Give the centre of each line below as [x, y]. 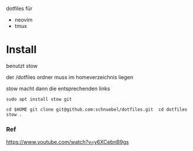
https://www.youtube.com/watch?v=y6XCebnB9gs [67, 142]
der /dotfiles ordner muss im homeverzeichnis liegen [70, 77]
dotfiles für [19, 8]
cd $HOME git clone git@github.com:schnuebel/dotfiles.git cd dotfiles [97, 109]
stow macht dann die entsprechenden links [58, 88]
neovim [23, 20]
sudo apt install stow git [39, 99]
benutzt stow [22, 66]
